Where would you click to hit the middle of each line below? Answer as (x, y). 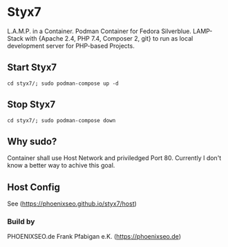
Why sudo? (32, 141)
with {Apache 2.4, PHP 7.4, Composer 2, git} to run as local (109, 38)
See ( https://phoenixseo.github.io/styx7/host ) (72, 204)
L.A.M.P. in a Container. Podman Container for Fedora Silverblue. (99, 31)
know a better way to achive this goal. (61, 166)
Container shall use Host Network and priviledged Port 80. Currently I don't (114, 158)
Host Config (34, 187)
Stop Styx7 (31, 105)
